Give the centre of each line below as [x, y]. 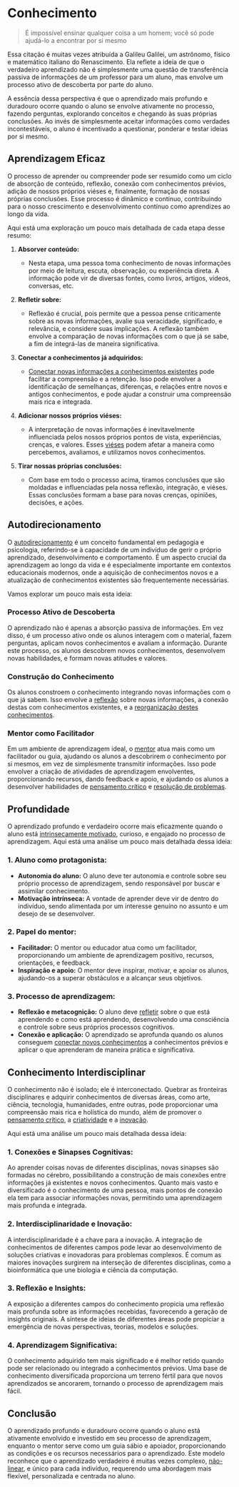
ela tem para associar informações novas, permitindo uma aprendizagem [115, 1198]
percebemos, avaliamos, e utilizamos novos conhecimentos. [117, 452]
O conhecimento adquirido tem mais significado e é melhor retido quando [116, 1361]
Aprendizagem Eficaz [56, 159]
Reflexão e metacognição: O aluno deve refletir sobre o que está [114, 1012]
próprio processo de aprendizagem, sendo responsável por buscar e [119, 883]
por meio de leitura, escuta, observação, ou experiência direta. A [124, 270]
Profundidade [39, 809]
